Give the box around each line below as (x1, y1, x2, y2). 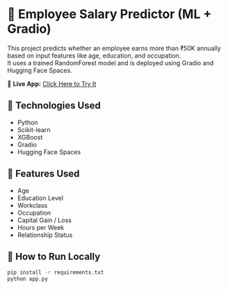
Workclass (17, 201, 48, 209)
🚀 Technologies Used (7, 100, 101, 112)
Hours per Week (17, 223, 65, 231)
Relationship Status (17, 231, 73, 239)
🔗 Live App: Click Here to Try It (7, 79, 97, 88)
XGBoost (17, 133, 43, 141)
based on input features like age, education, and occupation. (7, 51, 181, 60)
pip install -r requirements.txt (7, 269, 104, 276)
